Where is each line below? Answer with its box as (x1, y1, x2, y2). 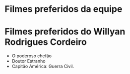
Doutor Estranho (11, 58, 46, 64)
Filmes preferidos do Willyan (4, 26, 126, 37)
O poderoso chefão (11, 53, 52, 59)
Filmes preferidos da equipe (4, 3, 123, 15)
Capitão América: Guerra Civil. (11, 63, 74, 70)
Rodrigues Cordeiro (4, 37, 87, 48)
